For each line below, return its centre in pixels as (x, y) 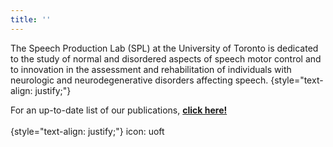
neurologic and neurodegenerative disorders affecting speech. (139, 80)
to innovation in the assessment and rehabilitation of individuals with (151, 69)
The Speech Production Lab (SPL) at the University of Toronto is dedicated (164, 48)
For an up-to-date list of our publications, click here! (119, 110)
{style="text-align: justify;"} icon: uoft (87, 131)
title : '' (31, 19)
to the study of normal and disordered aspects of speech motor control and (166, 58)
